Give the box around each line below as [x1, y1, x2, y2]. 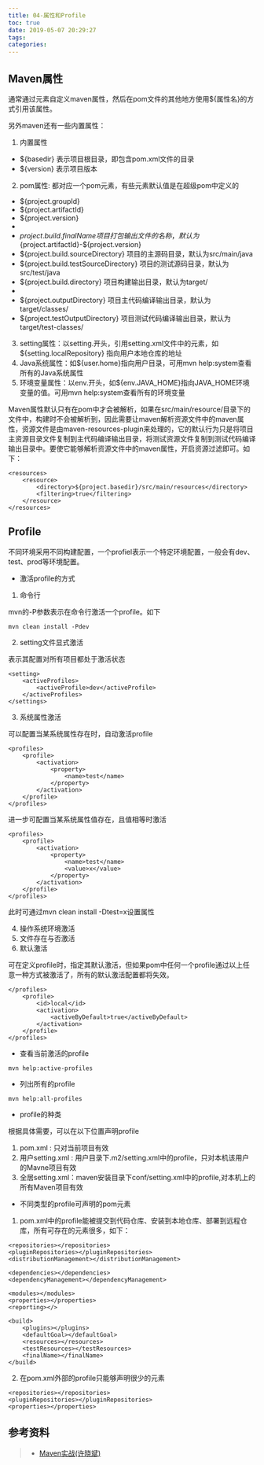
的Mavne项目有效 [19, 1162, 77, 1172]
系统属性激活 [19, 712, 61, 721]
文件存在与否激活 [19, 933, 75, 943]
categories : [8, 41, 47, 49]
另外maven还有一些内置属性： [8, 120, 106, 130]
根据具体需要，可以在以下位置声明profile [8, 1126, 140, 1135]
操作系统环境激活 [19, 924, 75, 933]
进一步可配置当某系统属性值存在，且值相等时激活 [8, 814, 167, 824]
